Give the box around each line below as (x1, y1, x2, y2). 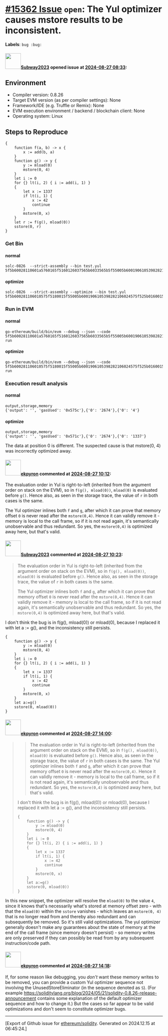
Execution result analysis (5, 380, 68, 387)
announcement (5, 995, 36, 1001)
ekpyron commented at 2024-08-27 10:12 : (20, 471, 111, 477)
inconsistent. (5, 25, 61, 36)
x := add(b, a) (23, 150, 55, 155)
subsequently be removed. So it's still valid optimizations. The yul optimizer (5, 919, 160, 925)
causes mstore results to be (5, 14, 123, 26)
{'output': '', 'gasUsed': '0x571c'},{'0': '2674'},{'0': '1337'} (5, 434, 146, 439)
